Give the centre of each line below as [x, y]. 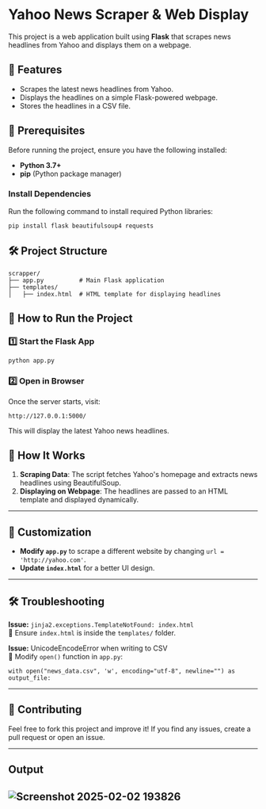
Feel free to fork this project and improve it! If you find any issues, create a [129, 729]
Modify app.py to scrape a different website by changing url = [122, 551]
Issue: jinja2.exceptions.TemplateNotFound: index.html [101, 624]
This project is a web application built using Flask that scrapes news [120, 36]
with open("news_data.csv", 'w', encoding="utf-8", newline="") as [122, 671]
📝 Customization [50, 532]
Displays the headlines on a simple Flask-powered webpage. [118, 97]
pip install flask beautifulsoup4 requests [81, 226]
